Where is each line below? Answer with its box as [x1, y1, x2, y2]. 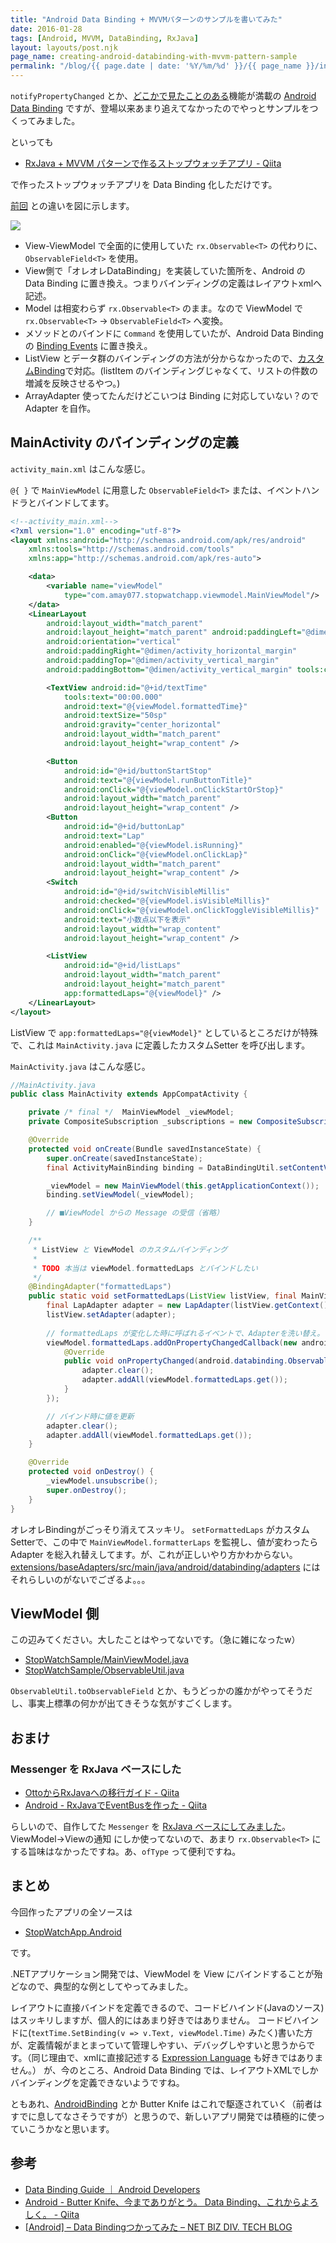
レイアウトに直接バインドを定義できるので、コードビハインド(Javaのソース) [10, 2001, 325, 2013]
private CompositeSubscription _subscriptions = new [28, 1117, 253, 1127]
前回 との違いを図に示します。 [10, 200, 135, 211]
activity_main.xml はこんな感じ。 [10, 462, 151, 475]
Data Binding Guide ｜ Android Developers [24, 2183, 201, 2195]
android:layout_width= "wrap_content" [63, 924, 222, 934]
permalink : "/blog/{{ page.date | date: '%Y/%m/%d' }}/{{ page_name [10, 61, 302, 71]
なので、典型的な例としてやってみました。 [18, 1980, 194, 1992]
